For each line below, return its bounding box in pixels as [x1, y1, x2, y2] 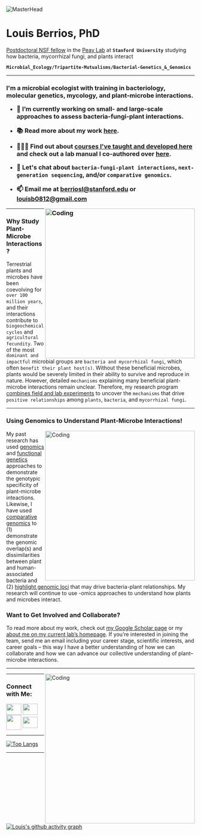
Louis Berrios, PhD [6, 27, 100, 40]
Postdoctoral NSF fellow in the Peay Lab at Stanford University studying [6, 46, 187, 53]
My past [6, 430, 27, 437]
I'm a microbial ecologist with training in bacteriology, [6, 84, 166, 92]
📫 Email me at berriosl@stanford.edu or [16, 184, 136, 193]
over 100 [6, 292, 28, 299]
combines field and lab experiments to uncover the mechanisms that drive [6, 390, 185, 397]
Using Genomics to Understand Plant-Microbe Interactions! [6, 417, 182, 425]
